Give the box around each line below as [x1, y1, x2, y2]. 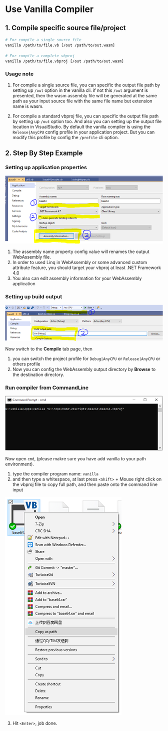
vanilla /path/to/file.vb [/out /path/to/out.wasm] [5, 43, 115, 48]
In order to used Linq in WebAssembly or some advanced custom [12, 259, 147, 265]
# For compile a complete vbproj [5, 53, 75, 58]
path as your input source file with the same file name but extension [12, 98, 152, 104]
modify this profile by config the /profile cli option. [12, 134, 119, 140]
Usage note [5, 70, 34, 77]
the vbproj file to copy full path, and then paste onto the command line [12, 481, 158, 488]
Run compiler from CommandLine [5, 384, 89, 391]
